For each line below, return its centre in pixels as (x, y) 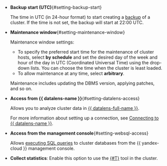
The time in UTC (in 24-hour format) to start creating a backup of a (80, 17)
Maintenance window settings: (42, 42)
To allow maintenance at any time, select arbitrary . (71, 73)
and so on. (21, 89)
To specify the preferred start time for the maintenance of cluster (86, 52)
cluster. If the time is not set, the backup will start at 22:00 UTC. (77, 23)
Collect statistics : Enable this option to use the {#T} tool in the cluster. (84, 158)
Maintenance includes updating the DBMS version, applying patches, (82, 83)
